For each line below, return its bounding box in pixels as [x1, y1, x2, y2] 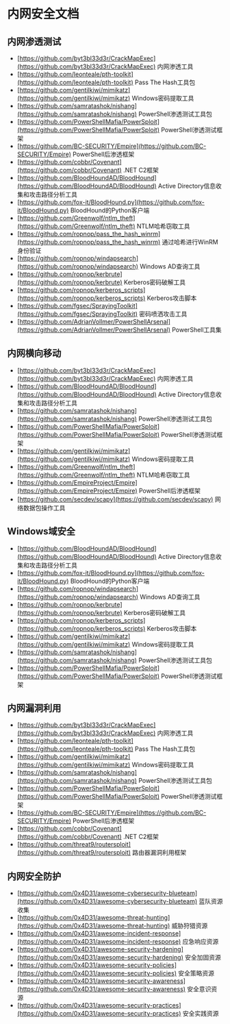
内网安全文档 [7, 6, 80, 22]
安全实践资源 [182, 1010, 219, 1018]
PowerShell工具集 [172, 326, 222, 334]
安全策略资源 [177, 969, 214, 977]
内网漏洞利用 [7, 703, 62, 714]
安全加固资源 [184, 953, 221, 962]
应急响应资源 [182, 938, 219, 946]
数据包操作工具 [23, 503, 66, 512]
